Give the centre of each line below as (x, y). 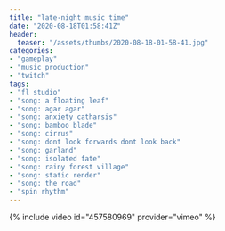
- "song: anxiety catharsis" (63, 117)
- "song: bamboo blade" (53, 126)
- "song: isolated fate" (55, 158)
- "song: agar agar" (48, 109)
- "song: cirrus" (41, 134)
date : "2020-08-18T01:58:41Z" (65, 26)
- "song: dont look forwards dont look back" (95, 142)
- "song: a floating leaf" (59, 100)
